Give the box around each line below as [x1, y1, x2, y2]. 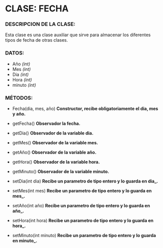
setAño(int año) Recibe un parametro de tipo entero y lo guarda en [12, 203, 150, 209]
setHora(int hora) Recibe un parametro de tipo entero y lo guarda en [12, 218, 154, 224]
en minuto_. [12, 238, 38, 244]
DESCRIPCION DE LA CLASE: [5, 21, 76, 28]
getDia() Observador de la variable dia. [12, 130, 94, 136]
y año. [12, 111, 26, 117]
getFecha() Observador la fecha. [12, 121, 81, 126]
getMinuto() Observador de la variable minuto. [12, 169, 109, 175]
